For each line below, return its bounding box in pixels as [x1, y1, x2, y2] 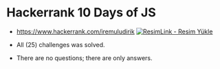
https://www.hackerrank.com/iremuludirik [16, 27, 135, 36]
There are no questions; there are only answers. [16, 53, 153, 62]
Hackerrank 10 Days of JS [6, 5, 156, 20]
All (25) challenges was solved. [16, 40, 105, 49]
